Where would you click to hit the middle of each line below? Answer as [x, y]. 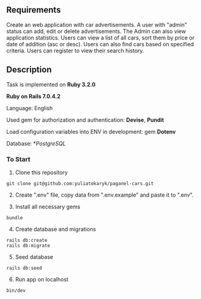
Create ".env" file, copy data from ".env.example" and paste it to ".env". [104, 195]
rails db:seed [24, 268]
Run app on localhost [42, 279]
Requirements [33, 10]
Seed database [34, 257]
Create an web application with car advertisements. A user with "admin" [97, 24]
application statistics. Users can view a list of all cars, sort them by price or [100, 37]
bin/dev [16, 290]
